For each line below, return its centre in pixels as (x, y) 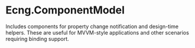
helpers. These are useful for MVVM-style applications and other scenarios (97, 32)
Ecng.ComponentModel (65, 10)
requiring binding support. (37, 39)
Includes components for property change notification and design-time (92, 26)
